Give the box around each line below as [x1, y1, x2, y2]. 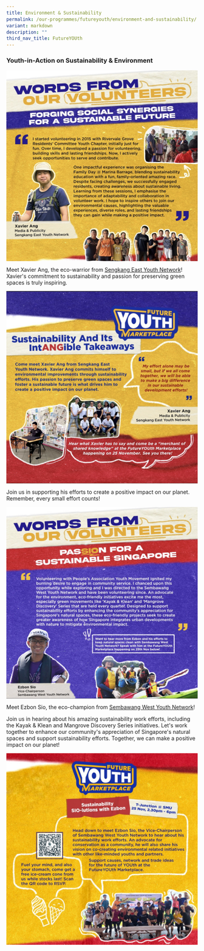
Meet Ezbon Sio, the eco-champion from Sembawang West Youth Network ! [6, 703, 195, 711]
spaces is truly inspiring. [6, 278, 68, 286]
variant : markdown [6, 22, 53, 29]
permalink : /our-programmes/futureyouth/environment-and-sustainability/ [6, 16, 197, 22]
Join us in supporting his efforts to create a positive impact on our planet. [6, 488, 190, 496]
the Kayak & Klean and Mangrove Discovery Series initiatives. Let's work [6, 721, 188, 729]
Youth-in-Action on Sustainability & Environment [6, 57, 153, 65]
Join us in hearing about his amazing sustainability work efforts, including [6, 715, 191, 722]
